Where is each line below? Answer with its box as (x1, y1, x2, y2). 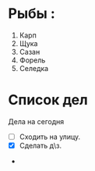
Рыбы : (8, 5, 56, 23)
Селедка (19, 63, 49, 73)
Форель (19, 55, 46, 65)
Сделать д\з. (19, 141, 62, 150)
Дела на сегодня (8, 116, 65, 126)
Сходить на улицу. (19, 132, 81, 141)
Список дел (8, 91, 88, 109)
